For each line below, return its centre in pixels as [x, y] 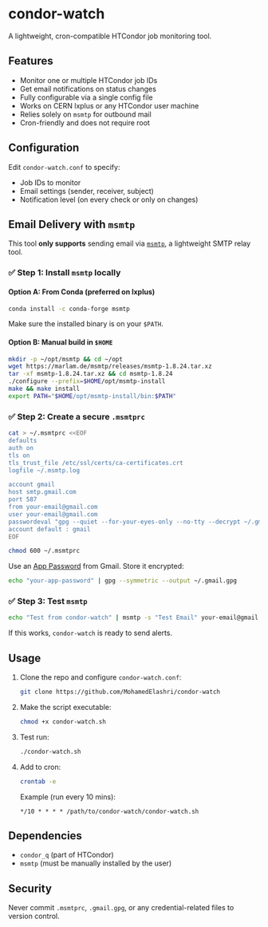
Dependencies [45, 836]
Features [31, 61]
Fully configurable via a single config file [86, 97]
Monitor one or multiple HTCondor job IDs [89, 80]
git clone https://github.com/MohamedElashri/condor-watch [120, 692]
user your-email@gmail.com [53, 514]
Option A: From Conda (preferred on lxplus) [82, 291]
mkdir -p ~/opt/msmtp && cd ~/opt [66, 359]
